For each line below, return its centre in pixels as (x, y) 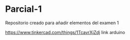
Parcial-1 (24, 9)
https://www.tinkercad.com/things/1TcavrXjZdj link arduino (65, 32)
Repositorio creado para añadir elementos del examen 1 (62, 23)
